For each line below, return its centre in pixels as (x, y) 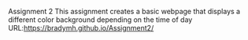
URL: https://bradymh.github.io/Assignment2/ (81, 28)
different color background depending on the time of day (100, 20)
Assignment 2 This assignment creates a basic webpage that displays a (124, 11)
